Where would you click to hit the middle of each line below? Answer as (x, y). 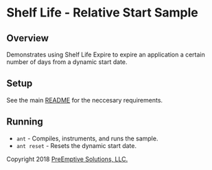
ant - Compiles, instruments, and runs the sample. (87, 138)
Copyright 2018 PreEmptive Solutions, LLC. (67, 159)
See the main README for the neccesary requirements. (84, 100)
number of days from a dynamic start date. (67, 62)
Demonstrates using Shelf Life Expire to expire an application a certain (106, 54)
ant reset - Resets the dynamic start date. (76, 145)
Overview (28, 38)
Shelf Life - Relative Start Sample (102, 13)
